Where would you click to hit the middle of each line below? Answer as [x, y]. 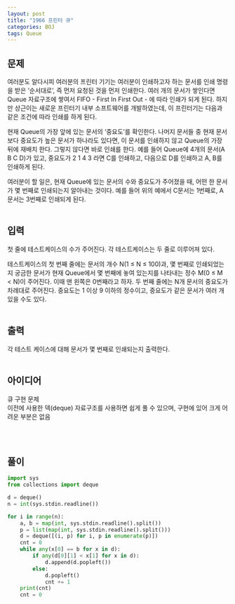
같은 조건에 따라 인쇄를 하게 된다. [52, 117]
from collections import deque [53, 485]
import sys [23, 478]
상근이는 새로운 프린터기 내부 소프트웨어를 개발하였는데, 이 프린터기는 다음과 [119, 108]
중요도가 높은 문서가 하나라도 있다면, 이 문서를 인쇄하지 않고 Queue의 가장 [121, 140]
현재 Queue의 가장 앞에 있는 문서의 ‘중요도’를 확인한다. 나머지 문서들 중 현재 [111, 132]
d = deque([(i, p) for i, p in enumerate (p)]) [89, 536]
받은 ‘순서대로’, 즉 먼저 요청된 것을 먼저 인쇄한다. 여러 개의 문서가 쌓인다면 [115, 90]
